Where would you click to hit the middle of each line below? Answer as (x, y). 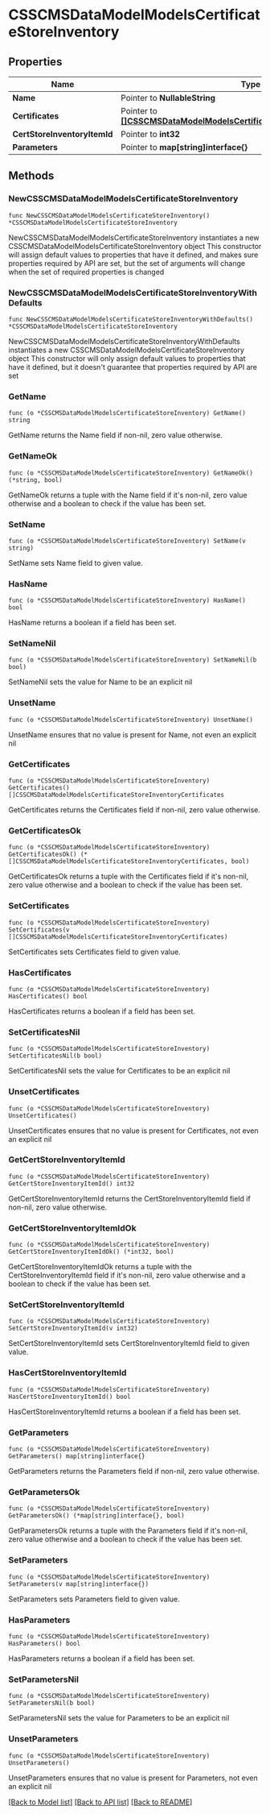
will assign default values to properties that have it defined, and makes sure (133, 255)
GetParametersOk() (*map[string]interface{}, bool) (96, 1516)
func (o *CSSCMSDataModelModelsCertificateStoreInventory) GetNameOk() (131, 473)
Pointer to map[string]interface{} (184, 147)
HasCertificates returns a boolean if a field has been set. (102, 1011)
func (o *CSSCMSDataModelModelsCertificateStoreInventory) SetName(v (127, 541)
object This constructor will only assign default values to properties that (127, 358)
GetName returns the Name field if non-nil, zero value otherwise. (116, 435)
